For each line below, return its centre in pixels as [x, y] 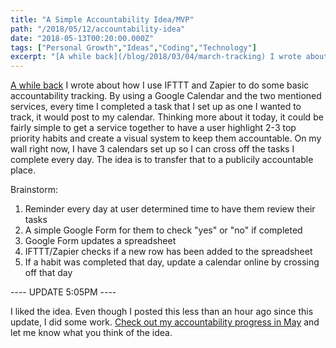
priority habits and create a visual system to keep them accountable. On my [166, 138]
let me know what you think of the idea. [91, 333]
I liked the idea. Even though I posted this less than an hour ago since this [162, 312]
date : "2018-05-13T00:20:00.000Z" [82, 38]
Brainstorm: [34, 190]
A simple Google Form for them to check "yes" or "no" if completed [163, 230]
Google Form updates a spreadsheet [100, 241]
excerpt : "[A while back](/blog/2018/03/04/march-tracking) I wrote [156, 57]
